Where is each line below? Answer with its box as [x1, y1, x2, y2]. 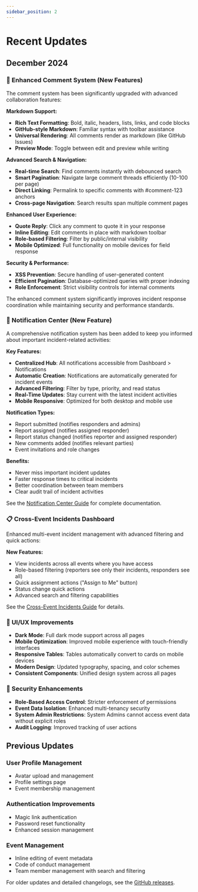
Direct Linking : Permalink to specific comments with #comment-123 [14, 186, 183, 194]
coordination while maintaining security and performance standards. [6, 301, 175, 308]
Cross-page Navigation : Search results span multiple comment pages [14, 199, 188, 206]
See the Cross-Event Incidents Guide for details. [6, 603, 125, 610]
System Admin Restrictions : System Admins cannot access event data [14, 711, 190, 718]
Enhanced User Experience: [6, 211, 77, 218]
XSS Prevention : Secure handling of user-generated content [14, 271, 164, 278]
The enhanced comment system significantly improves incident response [6, 295, 187, 302]
